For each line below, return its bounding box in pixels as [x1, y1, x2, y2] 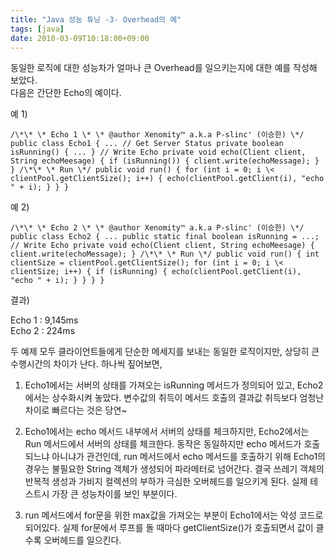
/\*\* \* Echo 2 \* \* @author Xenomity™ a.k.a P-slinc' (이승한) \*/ [10, 223, 305, 233]
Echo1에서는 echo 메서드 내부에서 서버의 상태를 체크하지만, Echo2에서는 [24, 426, 310, 438]
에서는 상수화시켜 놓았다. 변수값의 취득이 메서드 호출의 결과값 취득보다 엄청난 [24, 392, 325, 404]
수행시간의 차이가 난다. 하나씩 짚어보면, [10, 358, 163, 370]
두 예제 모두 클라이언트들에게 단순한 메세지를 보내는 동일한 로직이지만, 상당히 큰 [10, 346, 320, 358]
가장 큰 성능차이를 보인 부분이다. [51, 488, 178, 500]
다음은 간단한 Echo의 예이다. [10, 87, 122, 99]
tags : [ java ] [10, 24, 65, 34]
